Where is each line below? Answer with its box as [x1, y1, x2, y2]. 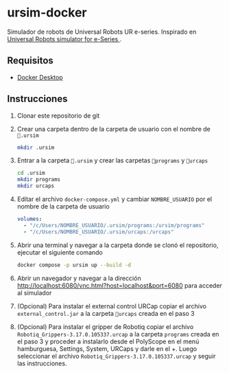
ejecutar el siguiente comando [16, 248, 103, 256]
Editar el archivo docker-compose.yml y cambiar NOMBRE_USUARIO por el [16, 195, 213, 204]
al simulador [16, 288, 52, 297]
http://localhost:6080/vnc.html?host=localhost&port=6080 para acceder [16, 281, 223, 290]
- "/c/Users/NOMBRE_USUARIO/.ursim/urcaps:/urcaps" [23, 228, 174, 235]
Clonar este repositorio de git [16, 111, 100, 120]
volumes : [16, 215, 43, 223]
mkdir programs [16, 176, 61, 183]
